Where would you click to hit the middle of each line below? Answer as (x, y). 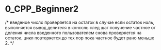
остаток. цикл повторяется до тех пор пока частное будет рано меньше (80, 38)
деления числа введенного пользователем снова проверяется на (73, 33)
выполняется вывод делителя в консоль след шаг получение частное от (80, 27)
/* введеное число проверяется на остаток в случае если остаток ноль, (80, 22)
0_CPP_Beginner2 (42, 9)
